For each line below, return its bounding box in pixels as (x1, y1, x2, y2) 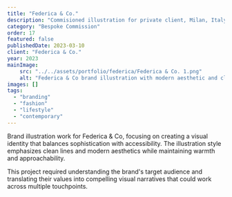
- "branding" (13, 94, 51, 101)
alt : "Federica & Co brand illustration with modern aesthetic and (19, 74, 217, 82)
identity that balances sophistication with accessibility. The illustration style (7, 139, 222, 147)
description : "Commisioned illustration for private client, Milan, (7, 17, 209, 24)
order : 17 (7, 29, 36, 37)
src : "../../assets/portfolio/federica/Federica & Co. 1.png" (19, 68, 202, 75)
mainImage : (7, 62, 39, 68)
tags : (7, 87, 23, 94)
